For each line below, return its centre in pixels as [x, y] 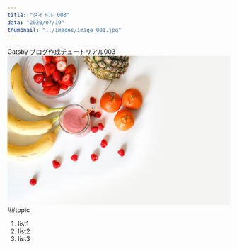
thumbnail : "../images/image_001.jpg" [64, 30]
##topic [19, 210]
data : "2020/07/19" [36, 22]
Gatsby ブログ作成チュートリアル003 [62, 52]
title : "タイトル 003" [39, 15]
